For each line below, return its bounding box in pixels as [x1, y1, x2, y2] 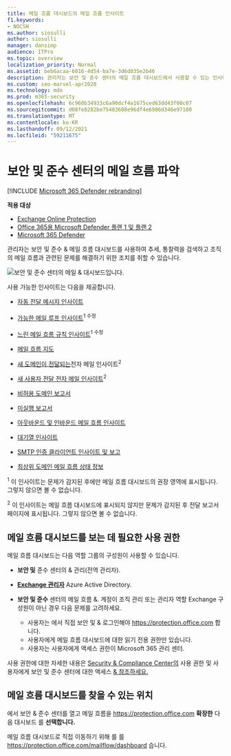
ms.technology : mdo [7, 87, 63, 94]
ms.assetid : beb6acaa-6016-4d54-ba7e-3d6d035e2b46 [7, 68, 155, 74]
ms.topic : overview [7, 55, 63, 62]
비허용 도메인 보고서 [16, 389, 71, 397]
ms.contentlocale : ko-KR [7, 119, 78, 126]
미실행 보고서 [16, 404, 53, 412]
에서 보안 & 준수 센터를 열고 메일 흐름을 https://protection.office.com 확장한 [7, 709, 213, 717]
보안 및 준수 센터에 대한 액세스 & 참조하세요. [30, 667, 148, 675]
